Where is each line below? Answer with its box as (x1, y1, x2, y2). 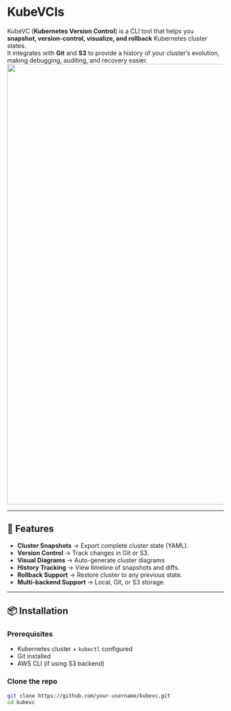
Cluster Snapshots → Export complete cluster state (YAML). (16, 541, 189, 549)
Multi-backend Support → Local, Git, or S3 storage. (16, 577, 166, 586)
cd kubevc (7, 699, 36, 705)
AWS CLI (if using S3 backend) (16, 659, 105, 668)
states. (7, 41, 26, 50)
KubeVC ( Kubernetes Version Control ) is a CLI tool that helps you (7, 27, 195, 35)
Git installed (16, 652, 52, 661)
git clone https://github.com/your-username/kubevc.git (7, 692, 170, 699)
